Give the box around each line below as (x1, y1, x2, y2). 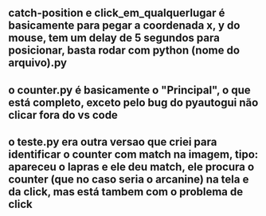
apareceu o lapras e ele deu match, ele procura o (8, 160, 255, 174)
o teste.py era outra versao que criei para (8, 135, 217, 149)
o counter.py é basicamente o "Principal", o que (8, 83, 251, 96)
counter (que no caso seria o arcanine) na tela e (8, 173, 249, 187)
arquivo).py (8, 56, 68, 70)
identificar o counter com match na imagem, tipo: (8, 147, 259, 162)
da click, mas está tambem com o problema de (8, 185, 244, 198)
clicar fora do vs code (8, 108, 118, 122)
